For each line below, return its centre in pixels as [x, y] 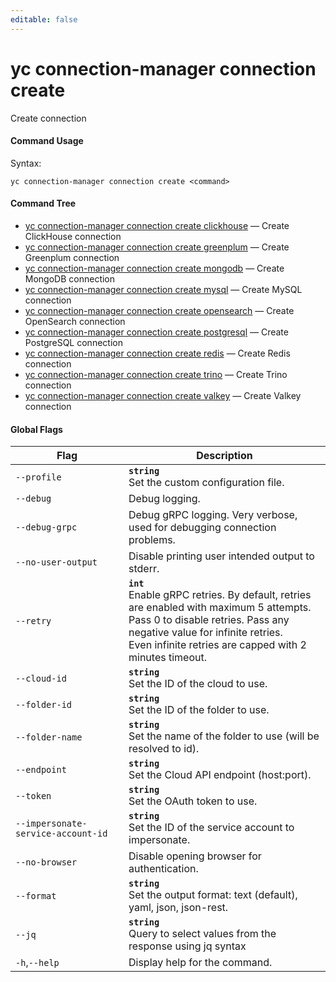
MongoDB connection [70, 278]
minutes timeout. [167, 658]
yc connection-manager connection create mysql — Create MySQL [163, 289]
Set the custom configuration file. [206, 483]
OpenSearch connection [75, 321]
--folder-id [44, 705]
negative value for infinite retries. [205, 633]
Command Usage [47, 141]
